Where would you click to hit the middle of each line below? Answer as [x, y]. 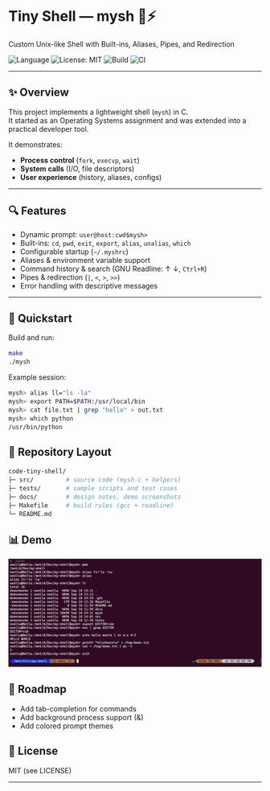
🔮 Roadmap [37, 689]
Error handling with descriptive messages [89, 285]
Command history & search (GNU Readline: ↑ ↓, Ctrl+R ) [113, 268]
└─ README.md [30, 514]
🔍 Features [37, 211]
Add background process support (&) [82, 717]
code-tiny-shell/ [37, 472]
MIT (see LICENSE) [40, 770]
